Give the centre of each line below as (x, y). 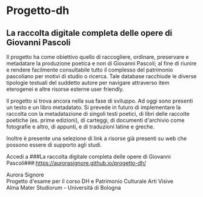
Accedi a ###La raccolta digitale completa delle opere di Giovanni (88, 156)
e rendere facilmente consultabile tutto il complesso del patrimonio (90, 70)
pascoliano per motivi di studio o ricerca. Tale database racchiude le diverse (101, 76)
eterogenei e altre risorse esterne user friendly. (65, 89)
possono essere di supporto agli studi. (54, 145)
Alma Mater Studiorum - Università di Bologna (64, 188)
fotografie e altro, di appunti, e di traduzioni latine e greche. (80, 127)
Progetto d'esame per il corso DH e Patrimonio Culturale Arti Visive (90, 181)
